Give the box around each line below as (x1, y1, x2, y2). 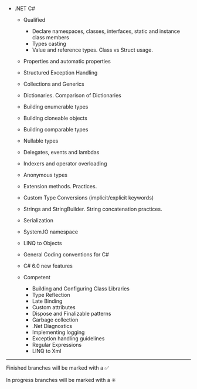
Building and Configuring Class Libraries (32, 285, 130, 292)
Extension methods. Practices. (23, 183, 97, 190)
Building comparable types (23, 126, 89, 133)
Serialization (23, 217, 54, 224)
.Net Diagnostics (32, 323, 73, 329)
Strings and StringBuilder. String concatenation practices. (23, 205, 162, 212)
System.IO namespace (23, 228, 78, 235)
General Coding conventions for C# (23, 251, 110, 258)
